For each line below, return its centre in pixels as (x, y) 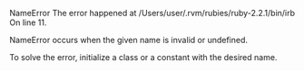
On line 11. (28, 22)
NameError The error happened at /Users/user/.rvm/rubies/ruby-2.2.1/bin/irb (152, 13)
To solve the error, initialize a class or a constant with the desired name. (143, 57)
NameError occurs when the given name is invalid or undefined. (128, 40)
